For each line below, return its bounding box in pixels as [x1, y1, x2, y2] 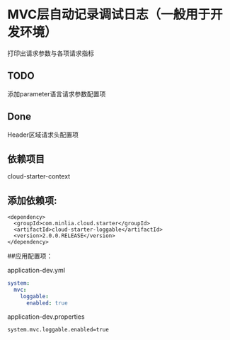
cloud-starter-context [7, 172, 71, 181]
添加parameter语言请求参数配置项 [7, 89, 106, 98]
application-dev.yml [7, 266, 66, 275]
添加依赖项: [7, 194, 58, 206]
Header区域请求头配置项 [7, 130, 79, 139]
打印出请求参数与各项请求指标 [7, 49, 94, 57]
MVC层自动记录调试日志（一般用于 [7, 6, 211, 23]
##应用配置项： [7, 252, 53, 261]
